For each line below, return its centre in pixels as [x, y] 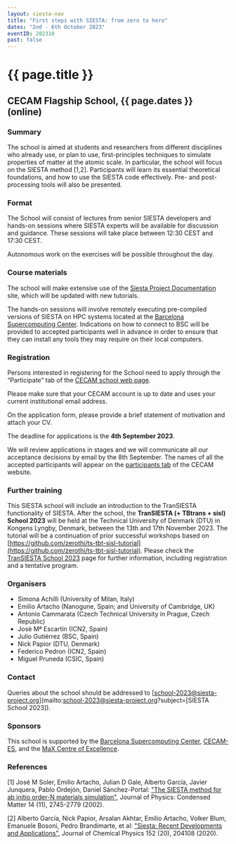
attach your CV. [30, 422]
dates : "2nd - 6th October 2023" [56, 27]
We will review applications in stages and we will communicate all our [108, 449]
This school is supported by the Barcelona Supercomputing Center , [105, 741]
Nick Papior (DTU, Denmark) [59, 644]
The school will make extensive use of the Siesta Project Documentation [112, 288]
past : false [25, 40]
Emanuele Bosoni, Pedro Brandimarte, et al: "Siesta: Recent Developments [115, 826]
